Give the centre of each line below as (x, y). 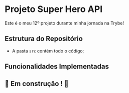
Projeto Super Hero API (54, 9)
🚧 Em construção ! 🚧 (37, 83)
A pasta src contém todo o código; (48, 50)
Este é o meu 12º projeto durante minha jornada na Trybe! (64, 23)
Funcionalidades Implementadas (57, 67)
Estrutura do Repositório (44, 39)
